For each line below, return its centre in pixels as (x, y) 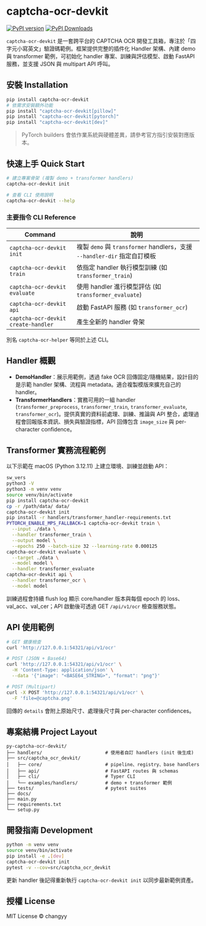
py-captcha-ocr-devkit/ (37, 746)
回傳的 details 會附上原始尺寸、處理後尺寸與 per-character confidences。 (101, 711)
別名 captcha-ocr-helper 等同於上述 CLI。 (59, 340)
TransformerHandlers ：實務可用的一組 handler (75, 400)
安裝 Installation (37, 85)
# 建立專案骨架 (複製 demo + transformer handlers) (70, 178)
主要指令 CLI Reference (41, 218)
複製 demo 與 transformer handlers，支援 (134, 246)
